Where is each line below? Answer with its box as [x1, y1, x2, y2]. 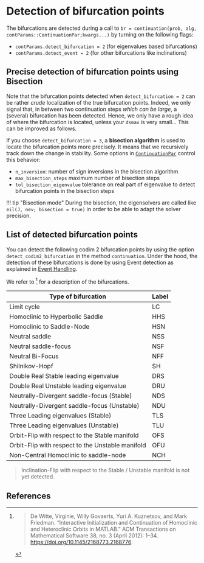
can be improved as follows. [6, 125, 77, 132]
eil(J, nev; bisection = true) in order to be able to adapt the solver [6, 205, 181, 212]
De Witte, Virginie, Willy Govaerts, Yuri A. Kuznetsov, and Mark [30, 512, 187, 520]
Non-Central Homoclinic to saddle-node [9, 451, 126, 460]
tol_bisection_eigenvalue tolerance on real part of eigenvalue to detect [15, 181, 195, 188]
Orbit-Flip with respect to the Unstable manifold [9, 441, 147, 450]
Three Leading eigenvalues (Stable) [9, 411, 112, 420]
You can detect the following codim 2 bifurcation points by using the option [6, 245, 194, 253]
